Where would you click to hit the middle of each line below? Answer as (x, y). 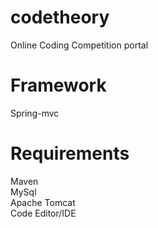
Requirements (70, 153)
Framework (58, 85)
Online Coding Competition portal (79, 45)
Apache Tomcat (43, 202)
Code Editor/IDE (43, 213)
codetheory (60, 17)
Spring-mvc (35, 113)
